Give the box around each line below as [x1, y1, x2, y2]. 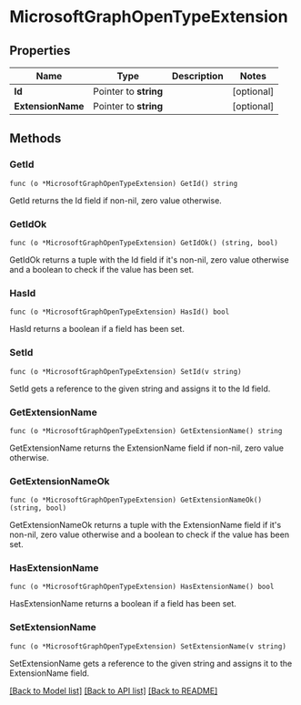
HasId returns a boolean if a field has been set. [9, 324, 185, 335]
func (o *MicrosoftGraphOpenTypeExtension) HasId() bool [9, 307, 230, 316]
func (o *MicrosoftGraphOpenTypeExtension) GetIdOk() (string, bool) [9, 238, 279, 247]
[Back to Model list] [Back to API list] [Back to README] [9, 685, 218, 696]
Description [171, 70, 225, 82]
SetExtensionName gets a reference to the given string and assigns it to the [9, 658, 293, 669]
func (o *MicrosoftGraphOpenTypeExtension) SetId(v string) [9, 367, 243, 376]
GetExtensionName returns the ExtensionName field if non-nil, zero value [9, 442, 285, 453]
